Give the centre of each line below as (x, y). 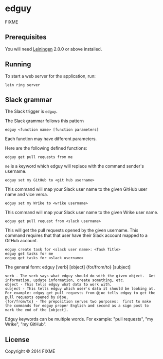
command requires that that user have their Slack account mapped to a (76, 235)
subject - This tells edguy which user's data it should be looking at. (80, 289)
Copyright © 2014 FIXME (30, 351)
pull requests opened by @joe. (37, 297)
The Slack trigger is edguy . (31, 111)
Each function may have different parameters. (51, 139)
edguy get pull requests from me (39, 157)
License (17, 339)
